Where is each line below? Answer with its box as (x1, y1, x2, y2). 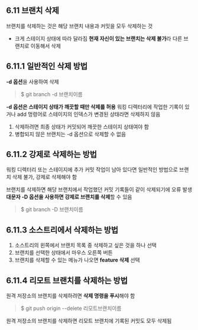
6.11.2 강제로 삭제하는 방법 (6, 149, 98, 159)
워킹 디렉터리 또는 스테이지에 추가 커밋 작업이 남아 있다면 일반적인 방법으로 (6, 166, 178, 173)
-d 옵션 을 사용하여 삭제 (6, 78, 59, 85)
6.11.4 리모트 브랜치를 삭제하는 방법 (6, 275, 128, 285)
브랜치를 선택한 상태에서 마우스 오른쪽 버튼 (14, 249, 113, 256)
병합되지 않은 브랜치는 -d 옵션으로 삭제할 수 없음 (14, 130, 126, 138)
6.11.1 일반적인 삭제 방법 (6, 61, 87, 71)
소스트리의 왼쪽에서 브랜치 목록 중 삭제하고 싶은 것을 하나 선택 (14, 241, 157, 249)
